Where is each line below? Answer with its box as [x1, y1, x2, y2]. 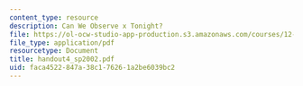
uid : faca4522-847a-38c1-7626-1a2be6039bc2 [9, 64, 176, 73]
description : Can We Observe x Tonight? [9, 21, 164, 30]
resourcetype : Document [9, 47, 99, 56]
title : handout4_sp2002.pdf [9, 55, 115, 64]
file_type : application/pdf [9, 38, 115, 47]
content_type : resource [9, 13, 99, 22]
